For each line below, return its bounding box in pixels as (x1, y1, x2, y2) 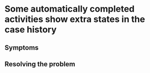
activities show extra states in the (4, 14, 146, 25)
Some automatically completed (4, 3, 135, 15)
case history (4, 24, 57, 35)
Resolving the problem (4, 60, 76, 68)
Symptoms (4, 43, 39, 52)
